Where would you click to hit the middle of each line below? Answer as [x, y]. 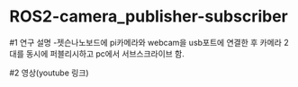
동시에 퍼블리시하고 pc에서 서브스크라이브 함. [105, 53]
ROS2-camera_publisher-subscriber [149, 17]
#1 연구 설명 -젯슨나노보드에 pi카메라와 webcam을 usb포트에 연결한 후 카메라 [145, 42]
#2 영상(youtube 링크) [49, 73]
